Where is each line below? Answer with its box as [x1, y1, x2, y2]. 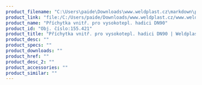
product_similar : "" [5, 70, 58, 76]
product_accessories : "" [5, 64, 68, 71]
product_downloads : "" [5, 48, 63, 54]
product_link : [5, 14, 42, 20]
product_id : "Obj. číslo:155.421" [5, 25, 93, 32]
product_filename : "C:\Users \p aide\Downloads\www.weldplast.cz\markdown [5, 8, 192, 15]
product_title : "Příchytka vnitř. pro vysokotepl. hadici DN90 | [5, 31, 173, 37]
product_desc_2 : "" [5, 59, 55, 65]
